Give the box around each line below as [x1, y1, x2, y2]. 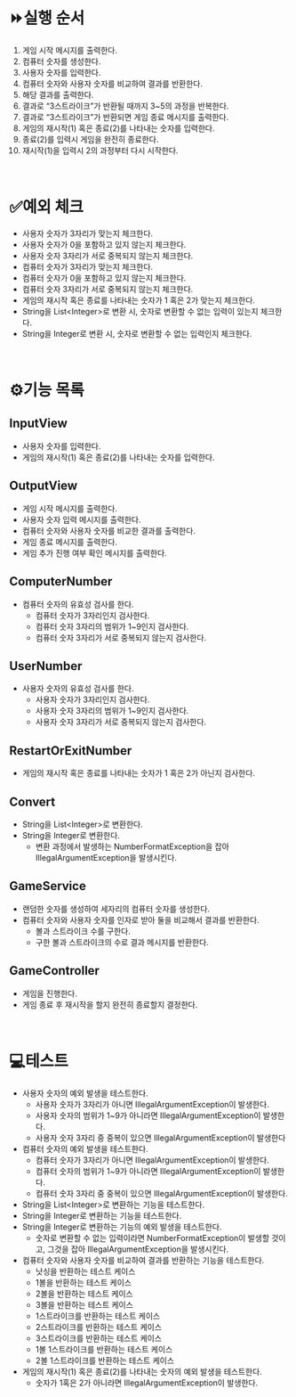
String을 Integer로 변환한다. [21, 829, 120, 840]
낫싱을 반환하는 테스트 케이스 [35, 1266, 136, 1277]
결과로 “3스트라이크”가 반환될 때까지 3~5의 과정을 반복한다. [21, 100, 229, 111]
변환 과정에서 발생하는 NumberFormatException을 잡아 [35, 841, 229, 852]
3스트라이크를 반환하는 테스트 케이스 [35, 1333, 163, 1344]
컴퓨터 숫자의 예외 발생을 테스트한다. [21, 1143, 148, 1154]
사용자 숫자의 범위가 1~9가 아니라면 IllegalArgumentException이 [35, 1110, 261, 1121]
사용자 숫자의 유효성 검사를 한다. [21, 683, 134, 694]
